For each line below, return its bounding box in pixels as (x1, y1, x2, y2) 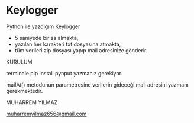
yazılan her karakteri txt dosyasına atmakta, (14, 41, 121, 48)
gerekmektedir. (6, 87, 43, 94)
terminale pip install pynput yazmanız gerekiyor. (6, 69, 123, 77)
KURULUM (6, 58, 33, 65)
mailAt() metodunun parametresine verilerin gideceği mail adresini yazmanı (6, 81, 189, 88)
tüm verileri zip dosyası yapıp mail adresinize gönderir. (14, 46, 148, 54)
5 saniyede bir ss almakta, (14, 34, 79, 41)
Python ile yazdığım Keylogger (6, 23, 80, 30)
